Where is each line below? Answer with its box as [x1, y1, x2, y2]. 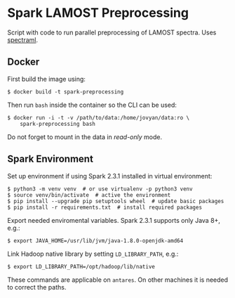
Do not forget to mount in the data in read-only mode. [7, 132, 163, 141]
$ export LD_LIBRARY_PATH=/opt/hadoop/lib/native [7, 263, 156, 270]
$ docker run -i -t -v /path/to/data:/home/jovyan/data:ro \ [7, 114, 190, 121]
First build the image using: [7, 74, 86, 83]
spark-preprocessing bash [20, 120, 96, 127]
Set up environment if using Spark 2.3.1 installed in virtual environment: [7, 171, 213, 180]
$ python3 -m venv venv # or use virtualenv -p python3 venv [7, 185, 193, 193]
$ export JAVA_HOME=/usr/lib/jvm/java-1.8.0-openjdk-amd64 [7, 237, 184, 244]
